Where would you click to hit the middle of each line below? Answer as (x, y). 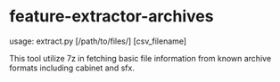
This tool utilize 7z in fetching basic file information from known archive (140, 58)
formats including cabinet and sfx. (72, 68)
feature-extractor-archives (111, 16)
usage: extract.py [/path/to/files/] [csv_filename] (98, 41)
